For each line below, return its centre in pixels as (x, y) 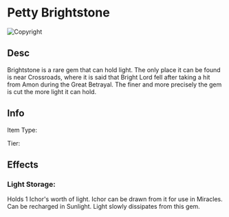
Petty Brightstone (58, 13)
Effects (23, 164)
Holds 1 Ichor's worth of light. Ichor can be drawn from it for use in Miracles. (115, 199)
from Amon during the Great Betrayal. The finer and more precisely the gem (115, 84)
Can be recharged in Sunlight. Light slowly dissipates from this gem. (104, 207)
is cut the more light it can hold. (52, 91)
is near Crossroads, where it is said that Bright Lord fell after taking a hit (109, 77)
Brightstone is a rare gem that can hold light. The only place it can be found (114, 69)
